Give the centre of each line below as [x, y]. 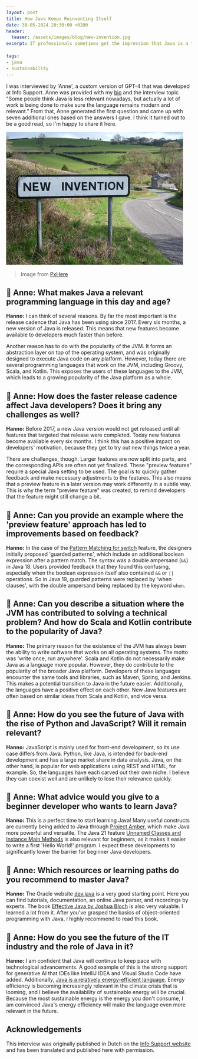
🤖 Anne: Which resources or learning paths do [93, 870]
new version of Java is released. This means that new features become [93, 329]
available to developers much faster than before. [65, 335]
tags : [13, 56]
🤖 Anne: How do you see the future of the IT [88, 937]
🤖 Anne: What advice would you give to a [83, 797]
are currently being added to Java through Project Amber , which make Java [98, 827]
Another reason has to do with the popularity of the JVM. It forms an [89, 346]
